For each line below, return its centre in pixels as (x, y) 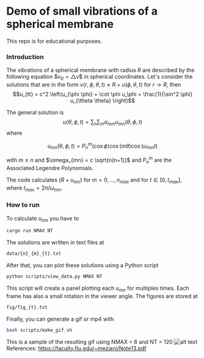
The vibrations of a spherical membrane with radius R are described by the (100, 70)
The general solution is (35, 113)
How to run (23, 205)
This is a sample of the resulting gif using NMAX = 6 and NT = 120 (89, 342)
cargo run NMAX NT (30, 231)
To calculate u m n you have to (43, 219)
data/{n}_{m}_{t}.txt (34, 254)
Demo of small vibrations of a (82, 11)
